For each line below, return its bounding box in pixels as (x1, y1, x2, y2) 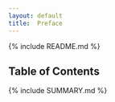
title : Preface (8, 19, 63, 27)
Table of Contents (8, 64, 101, 78)
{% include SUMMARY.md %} (8, 86, 108, 96)
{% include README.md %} (8, 41, 101, 51)
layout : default (8, 11, 63, 20)
